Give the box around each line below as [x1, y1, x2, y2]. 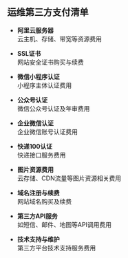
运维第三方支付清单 [7, 6, 89, 19]
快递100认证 [17, 142, 53, 150]
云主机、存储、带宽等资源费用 [17, 34, 102, 43]
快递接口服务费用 [17, 151, 66, 159]
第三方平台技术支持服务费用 [17, 244, 96, 252]
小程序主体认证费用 [17, 81, 72, 89]
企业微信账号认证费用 [17, 127, 78, 136]
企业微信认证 [17, 119, 54, 127]
